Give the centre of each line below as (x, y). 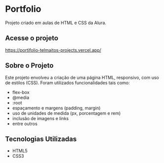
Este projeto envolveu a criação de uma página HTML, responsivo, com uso (82, 77)
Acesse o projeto (32, 38)
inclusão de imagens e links (41, 118)
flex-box (21, 92)
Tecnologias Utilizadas (41, 139)
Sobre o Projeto (29, 66)
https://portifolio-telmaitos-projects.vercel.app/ (53, 50)
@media (21, 98)
